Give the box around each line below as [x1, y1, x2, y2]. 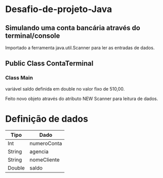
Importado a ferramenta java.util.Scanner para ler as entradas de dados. [5, 45, 155, 51]
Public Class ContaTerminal [5, 59, 94, 68]
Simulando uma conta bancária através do [5, 24, 140, 32]
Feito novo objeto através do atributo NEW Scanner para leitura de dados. [5, 96, 158, 102]
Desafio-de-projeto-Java [5, 4, 112, 15]
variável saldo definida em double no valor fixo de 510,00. [5, 85, 125, 92]
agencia [29, 148, 49, 155]
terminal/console [5, 31, 60, 40]
